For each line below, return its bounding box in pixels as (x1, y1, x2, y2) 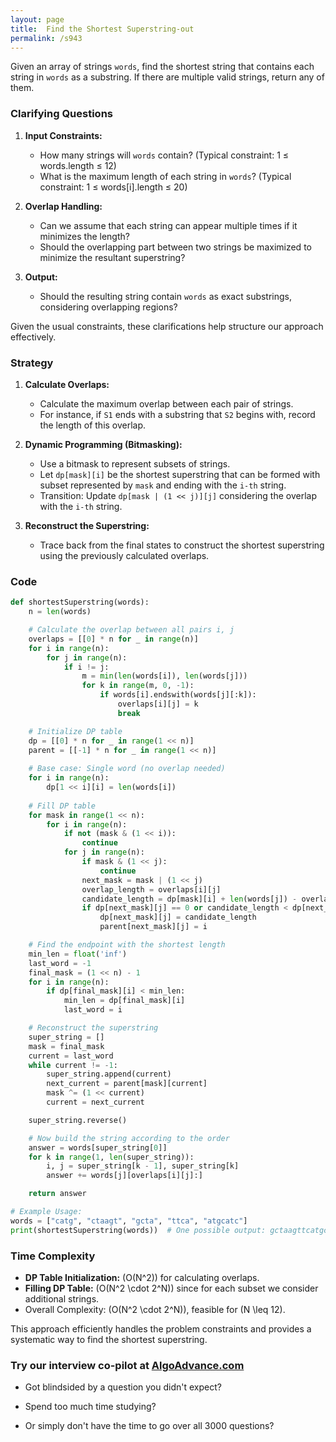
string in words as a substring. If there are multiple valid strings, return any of (10, 71, 325, 83)
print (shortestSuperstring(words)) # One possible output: (10, 1225, 267, 1235)
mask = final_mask (28, 1041, 105, 1051)
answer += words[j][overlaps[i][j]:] (46, 1171, 203, 1181)
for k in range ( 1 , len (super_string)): (28, 1152, 195, 1162)
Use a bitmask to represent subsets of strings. (39, 457, 231, 470)
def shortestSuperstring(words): (10, 597, 150, 608)
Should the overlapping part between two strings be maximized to (39, 241, 312, 253)
